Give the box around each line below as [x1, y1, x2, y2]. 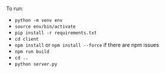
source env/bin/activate [14, 24, 76, 29]
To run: [6, 5, 24, 12]
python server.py [14, 61, 58, 67]
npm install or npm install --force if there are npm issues [14, 41, 159, 48]
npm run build [14, 49, 49, 55]
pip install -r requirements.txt [14, 30, 97, 36]
